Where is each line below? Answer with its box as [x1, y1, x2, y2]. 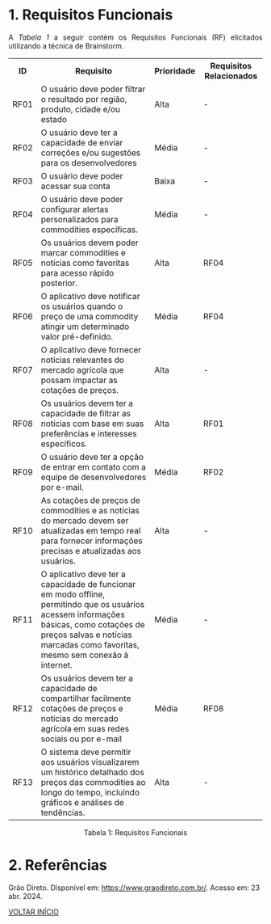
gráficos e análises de [40, 796, 125, 808]
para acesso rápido [40, 267, 115, 278]
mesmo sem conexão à [40, 649, 129, 660]
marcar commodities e [40, 247, 127, 258]
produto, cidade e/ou [40, 103, 121, 115]
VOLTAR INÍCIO [8, 907, 59, 917]
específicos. [40, 438, 87, 449]
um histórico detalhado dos [40, 766, 145, 778]
